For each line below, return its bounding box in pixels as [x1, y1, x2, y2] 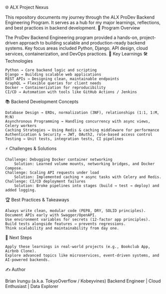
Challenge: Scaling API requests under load [5, 170, 99, 175]
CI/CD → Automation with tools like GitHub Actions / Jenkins [5, 89, 137, 94]
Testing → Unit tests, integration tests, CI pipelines [5, 136, 124, 141]
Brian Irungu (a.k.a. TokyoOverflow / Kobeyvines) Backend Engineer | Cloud [5, 278, 161, 284]
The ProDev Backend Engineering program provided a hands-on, [5, 34, 139, 40]
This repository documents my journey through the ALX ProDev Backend [5, 14, 155, 20]
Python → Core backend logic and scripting [5, 67, 97, 72]
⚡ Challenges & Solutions [5, 145, 57, 151]
